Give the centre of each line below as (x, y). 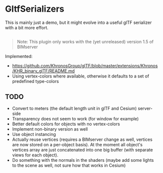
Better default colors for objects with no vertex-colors (66, 124)
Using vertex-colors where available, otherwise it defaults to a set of (81, 76)
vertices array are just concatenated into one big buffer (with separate (82, 150)
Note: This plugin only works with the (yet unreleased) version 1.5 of (85, 42)
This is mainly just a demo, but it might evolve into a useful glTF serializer (78, 22)
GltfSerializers (35, 9)
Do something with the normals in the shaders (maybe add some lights (83, 160)
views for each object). (35, 155)
